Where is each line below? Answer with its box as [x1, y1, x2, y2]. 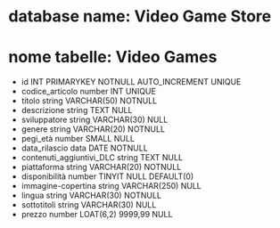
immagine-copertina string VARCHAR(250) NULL [21, 181, 202, 191]
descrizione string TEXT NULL [21, 105, 133, 116]
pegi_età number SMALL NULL [21, 134, 136, 144]
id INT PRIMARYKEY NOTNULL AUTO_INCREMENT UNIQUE [21, 77, 242, 87]
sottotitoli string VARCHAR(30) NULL [21, 199, 157, 210]
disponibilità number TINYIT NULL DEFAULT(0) [21, 171, 194, 182]
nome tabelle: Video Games [8, 47, 218, 68]
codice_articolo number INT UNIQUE [21, 86, 157, 97]
